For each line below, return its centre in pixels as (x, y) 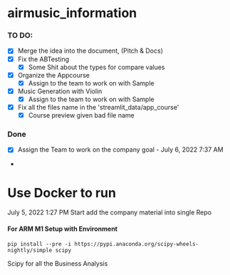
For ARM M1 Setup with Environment (62, 229)
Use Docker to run (62, 193)
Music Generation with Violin (60, 91)
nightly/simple (30, 250)
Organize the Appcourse (54, 75)
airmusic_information (72, 13)
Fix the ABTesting (43, 59)
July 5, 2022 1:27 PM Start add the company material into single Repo (110, 212)
